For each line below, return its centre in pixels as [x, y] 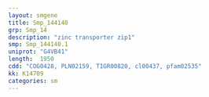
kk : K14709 [26, 74]
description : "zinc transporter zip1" [71, 37]
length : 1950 [31, 59]
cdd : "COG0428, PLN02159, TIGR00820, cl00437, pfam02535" [105, 66]
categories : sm [33, 81]
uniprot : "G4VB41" [38, 52]
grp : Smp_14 [27, 30]
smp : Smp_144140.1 [38, 45]
